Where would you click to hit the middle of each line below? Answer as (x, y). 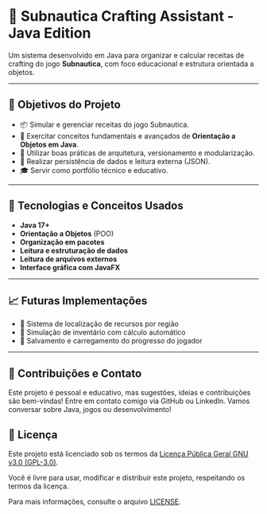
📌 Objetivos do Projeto (64, 105)
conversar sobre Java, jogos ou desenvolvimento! (90, 410)
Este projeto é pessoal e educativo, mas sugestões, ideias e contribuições (130, 393)
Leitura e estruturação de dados (74, 250)
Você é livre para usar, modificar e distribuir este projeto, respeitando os (127, 478)
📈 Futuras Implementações (78, 301)
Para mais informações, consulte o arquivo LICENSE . (95, 502)
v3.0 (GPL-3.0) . (33, 462)
